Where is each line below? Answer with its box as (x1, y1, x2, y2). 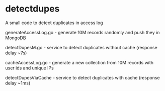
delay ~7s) (5, 50, 27, 56)
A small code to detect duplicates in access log (5, 20, 103, 26)
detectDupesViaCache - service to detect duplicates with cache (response (5, 74, 160, 80)
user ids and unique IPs (5, 65, 54, 71)
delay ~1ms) (5, 80, 31, 86)
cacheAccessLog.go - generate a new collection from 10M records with (5, 59, 154, 65)
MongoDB (5, 35, 26, 41)
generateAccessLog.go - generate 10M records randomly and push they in (5, 29, 160, 35)
